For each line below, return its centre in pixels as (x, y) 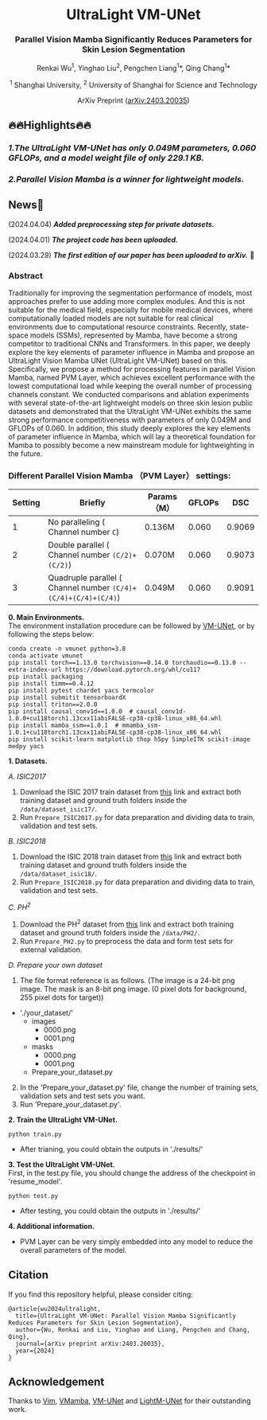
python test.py (33, 1196)
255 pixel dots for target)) (62, 997)
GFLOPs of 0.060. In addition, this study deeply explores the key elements (130, 428)
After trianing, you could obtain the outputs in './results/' (111, 1149)
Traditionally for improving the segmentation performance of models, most (130, 293)
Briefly (92, 503)
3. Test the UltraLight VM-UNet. (62, 1164)
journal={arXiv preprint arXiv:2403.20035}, (90, 1344)
